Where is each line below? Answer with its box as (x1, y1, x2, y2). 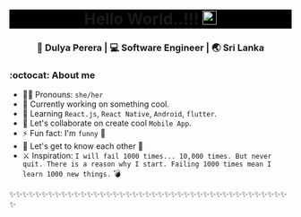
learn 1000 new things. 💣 (21, 169, 121, 179)
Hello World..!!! (83, 9, 200, 30)
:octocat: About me (9, 69, 96, 82)
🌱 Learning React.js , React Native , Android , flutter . (21, 108, 218, 119)
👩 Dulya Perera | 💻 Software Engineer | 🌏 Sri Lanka (36, 41, 265, 54)
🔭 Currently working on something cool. (21, 99, 170, 109)
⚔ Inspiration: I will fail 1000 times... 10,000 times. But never (21, 151, 272, 161)
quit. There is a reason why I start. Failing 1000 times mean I (21, 160, 271, 169)
